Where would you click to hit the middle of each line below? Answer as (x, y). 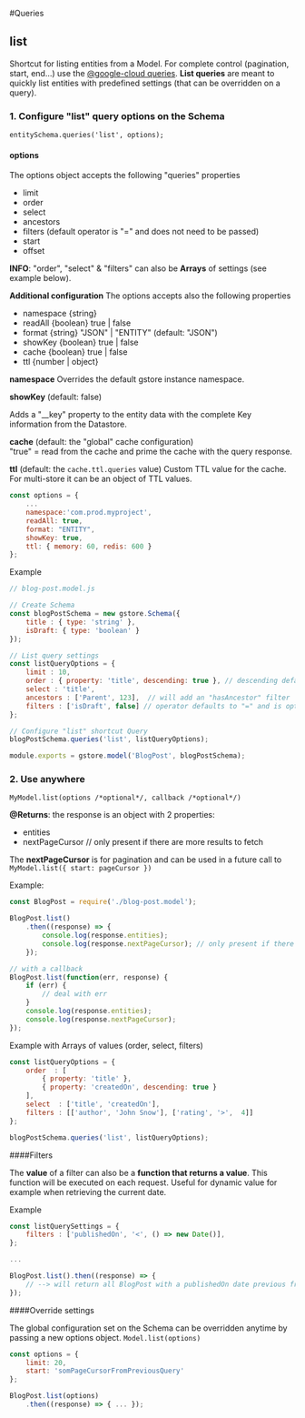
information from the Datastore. (68, 424)
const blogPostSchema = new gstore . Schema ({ (95, 614)
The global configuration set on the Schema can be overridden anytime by (148, 1328)
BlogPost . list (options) (54, 1396)
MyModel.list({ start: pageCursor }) (81, 869)
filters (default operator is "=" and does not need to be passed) (141, 232)
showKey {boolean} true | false (80, 342)
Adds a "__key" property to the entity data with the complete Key (131, 415)
